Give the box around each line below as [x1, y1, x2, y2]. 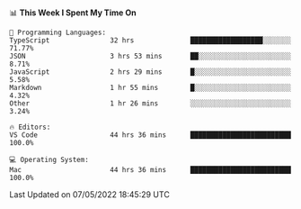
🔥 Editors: [9, 123, 51, 132]
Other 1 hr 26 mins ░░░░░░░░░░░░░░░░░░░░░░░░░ [9, 99, 292, 108]
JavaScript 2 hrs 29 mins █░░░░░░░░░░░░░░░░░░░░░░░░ [9, 68, 292, 77]
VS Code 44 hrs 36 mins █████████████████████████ [9, 131, 292, 140]
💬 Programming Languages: [9, 28, 106, 37]
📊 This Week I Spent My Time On [9, 7, 137, 18]
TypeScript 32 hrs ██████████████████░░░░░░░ [9, 36, 292, 45]
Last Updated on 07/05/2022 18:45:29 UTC [9, 189, 171, 200]
